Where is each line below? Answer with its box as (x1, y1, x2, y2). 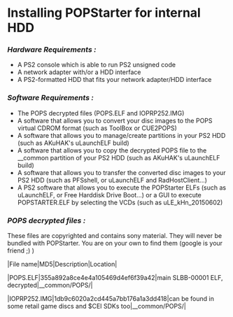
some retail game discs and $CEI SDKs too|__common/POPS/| (7, 302, 187, 311)
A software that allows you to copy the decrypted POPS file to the (17, 146, 207, 155)
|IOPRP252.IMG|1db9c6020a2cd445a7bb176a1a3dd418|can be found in (7, 295, 215, 303)
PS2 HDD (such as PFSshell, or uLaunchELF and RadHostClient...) (17, 176, 208, 184)
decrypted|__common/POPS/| (7, 281, 93, 290)
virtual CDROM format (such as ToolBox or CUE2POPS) (17, 124, 177, 132)
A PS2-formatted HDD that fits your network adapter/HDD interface (17, 76, 212, 84)
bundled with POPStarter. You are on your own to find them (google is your (7, 239, 223, 248)
